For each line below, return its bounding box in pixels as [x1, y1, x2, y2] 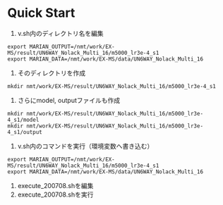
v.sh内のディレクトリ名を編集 [17, 29, 104, 37]
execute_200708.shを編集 [17, 181, 94, 190]
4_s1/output [7, 128, 42, 135]
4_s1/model [7, 116, 40, 123]
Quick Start [7, 5, 76, 21]
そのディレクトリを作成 [17, 68, 86, 77]
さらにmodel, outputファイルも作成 [17, 96, 121, 104]
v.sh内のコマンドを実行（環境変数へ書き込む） [17, 142, 154, 150]
